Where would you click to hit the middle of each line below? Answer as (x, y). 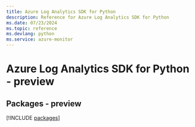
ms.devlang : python (30, 34)
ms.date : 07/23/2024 (32, 23)
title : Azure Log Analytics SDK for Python (61, 12)
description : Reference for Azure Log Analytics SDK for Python (88, 17)
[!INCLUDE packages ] (33, 118)
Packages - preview (44, 103)
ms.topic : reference (32, 28)
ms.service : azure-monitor (40, 39)
